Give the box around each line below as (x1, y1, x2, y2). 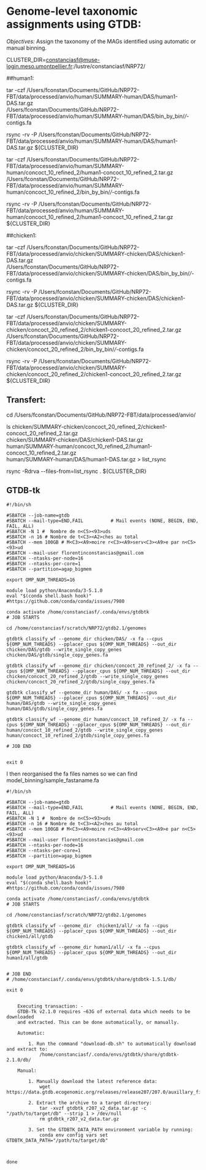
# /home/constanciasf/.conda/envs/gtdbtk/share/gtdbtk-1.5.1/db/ (6, 976, 177, 982)
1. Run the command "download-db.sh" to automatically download (28, 1041, 196, 1047)
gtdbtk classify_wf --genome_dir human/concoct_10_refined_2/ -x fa (6, 716, 185, 722)
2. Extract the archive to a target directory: (28, 1099, 152, 1106)
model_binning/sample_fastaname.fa (6, 776, 99, 783)
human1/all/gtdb (6, 955, 48, 961)
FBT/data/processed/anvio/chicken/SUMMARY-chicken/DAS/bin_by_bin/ (6, 269, 190, 277)
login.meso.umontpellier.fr (6, 63, 73, 70)
